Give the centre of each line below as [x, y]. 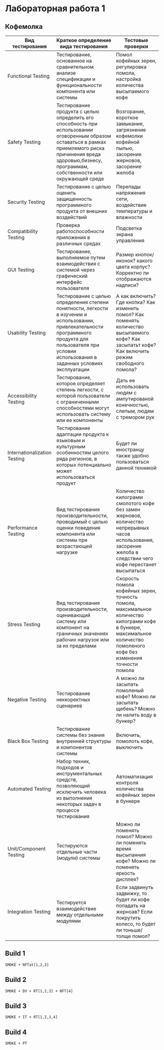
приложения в [73, 237]
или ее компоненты [80, 420]
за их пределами [76, 646]
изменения [129, 658]
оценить [66, 193]
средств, [67, 780]
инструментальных [79, 773]
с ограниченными [78, 402]
